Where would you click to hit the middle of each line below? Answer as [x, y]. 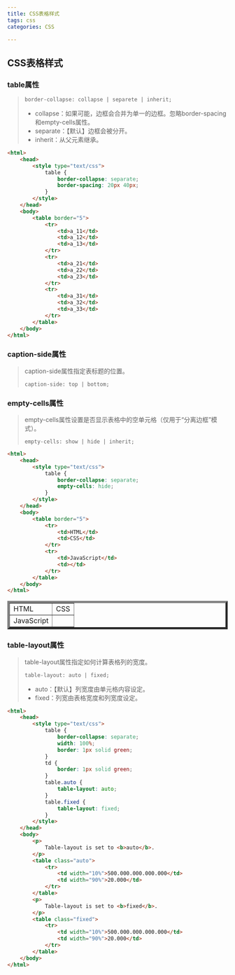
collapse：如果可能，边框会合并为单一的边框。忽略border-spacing [130, 113]
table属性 [23, 85]
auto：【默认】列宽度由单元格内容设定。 [92, 689]
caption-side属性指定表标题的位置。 [76, 371]
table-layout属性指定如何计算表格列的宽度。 [88, 661]
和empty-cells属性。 [64, 122]
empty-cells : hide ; [85, 486]
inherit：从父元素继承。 [69, 140]
